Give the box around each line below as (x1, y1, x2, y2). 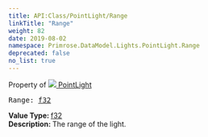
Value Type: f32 (8, 110, 63, 120)
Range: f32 (8, 95, 52, 105)
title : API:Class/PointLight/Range (8, 11, 128, 20)
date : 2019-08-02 (8, 34, 67, 43)
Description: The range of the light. (8, 118, 127, 129)
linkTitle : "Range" (8, 19, 74, 27)
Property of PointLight (8, 80, 92, 89)
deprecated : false (8, 49, 70, 57)
